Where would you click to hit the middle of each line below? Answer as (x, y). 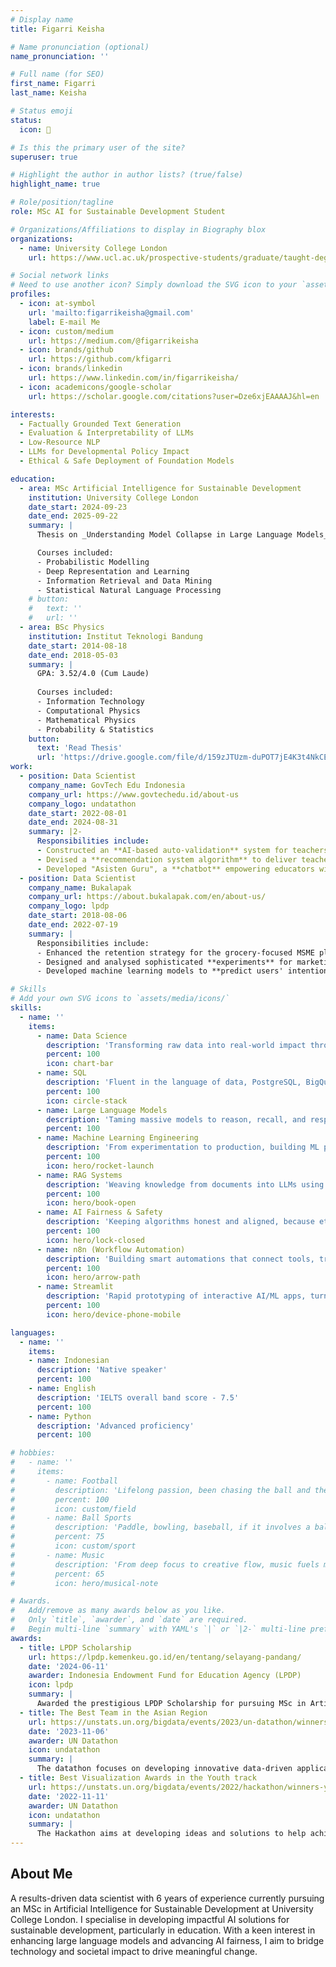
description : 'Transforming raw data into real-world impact (176, 1045)
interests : (33, 414)
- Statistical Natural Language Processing (129, 590)
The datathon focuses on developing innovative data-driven (164, 1769)
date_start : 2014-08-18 (78, 646)
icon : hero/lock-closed (95, 1240)
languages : (33, 1332)
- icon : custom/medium (66, 331)
